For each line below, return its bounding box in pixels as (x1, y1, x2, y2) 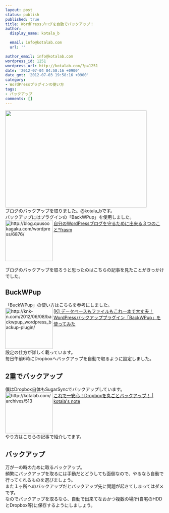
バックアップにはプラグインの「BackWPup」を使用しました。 (5, 214, 135, 220)
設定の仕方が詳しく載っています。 (5, 349, 76, 355)
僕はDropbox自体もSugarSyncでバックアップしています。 (5, 386, 125, 392)
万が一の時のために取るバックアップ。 (5, 464, 85, 470)
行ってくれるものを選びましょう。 (5, 477, 76, 483)
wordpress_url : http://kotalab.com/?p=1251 (5, 63, 98, 68)
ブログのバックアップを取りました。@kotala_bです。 (5, 208, 115, 214)
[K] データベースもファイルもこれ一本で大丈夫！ (53, 308, 154, 314)
